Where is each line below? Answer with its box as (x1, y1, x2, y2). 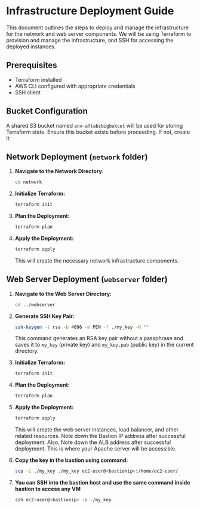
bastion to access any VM (14, 485, 81, 492)
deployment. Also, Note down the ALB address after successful (14, 439, 171, 446)
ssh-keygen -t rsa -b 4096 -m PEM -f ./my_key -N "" (14, 324, 149, 330)
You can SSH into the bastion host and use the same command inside (14, 479, 190, 486)
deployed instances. (6, 43, 56, 50)
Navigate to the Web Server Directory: (14, 290, 112, 297)
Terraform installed (14, 76, 62, 83)
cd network (14, 179, 42, 186)
